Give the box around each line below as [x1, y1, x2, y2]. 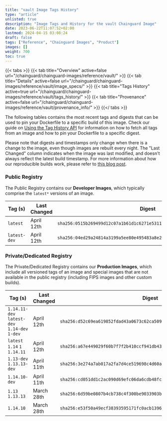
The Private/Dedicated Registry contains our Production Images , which [5, 263, 152, 270]
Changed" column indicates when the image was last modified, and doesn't [5, 150, 160, 156]
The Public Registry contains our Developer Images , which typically [5, 185, 145, 191]
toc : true [5, 53, 26, 59]
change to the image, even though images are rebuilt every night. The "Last [5, 145, 160, 151]
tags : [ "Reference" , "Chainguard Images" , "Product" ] [5, 40, 119, 45]
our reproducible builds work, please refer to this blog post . [5, 161, 127, 167]
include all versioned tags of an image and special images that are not [5, 269, 149, 275]
